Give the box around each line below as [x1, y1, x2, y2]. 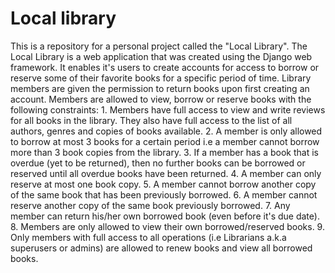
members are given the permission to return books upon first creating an [10, 82, 310, 94]
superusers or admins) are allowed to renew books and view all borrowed [10, 242, 313, 254]
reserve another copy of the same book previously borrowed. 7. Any [10, 199, 291, 211]
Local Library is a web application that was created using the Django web [10, 50, 313, 62]
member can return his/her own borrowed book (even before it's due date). [10, 210, 320, 222]
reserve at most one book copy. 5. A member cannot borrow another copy [10, 178, 317, 190]
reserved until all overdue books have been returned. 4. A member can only [10, 167, 322, 179]
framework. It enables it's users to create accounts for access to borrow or [10, 61, 320, 73]
